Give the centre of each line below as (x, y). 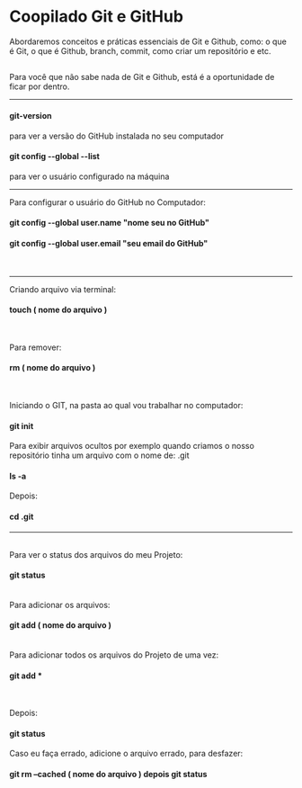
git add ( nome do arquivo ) (61, 625)
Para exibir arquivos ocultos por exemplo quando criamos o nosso (132, 446)
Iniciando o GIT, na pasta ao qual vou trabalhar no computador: (126, 405)
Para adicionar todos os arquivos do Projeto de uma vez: (114, 655)
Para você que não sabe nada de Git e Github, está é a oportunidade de (142, 77)
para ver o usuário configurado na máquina (89, 176)
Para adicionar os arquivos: (60, 604)
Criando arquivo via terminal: (63, 289)
